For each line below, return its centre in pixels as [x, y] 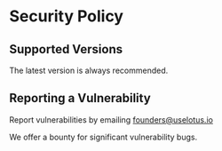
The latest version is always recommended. [89, 70]
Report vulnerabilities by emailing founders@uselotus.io [111, 119]
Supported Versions [66, 49]
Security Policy [67, 16]
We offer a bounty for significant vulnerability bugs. [103, 137]
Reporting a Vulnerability [80, 98]
